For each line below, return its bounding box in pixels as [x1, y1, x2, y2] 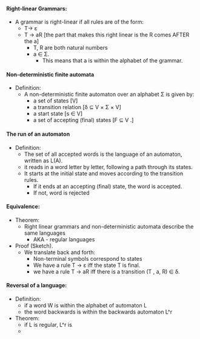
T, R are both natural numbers [33, 44, 108, 52]
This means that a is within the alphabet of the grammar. [42, 57, 183, 64]
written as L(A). [24, 156, 63, 164]
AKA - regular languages [33, 235, 95, 243]
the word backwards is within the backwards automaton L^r [24, 308, 173, 315]
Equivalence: [6, 203, 41, 210]
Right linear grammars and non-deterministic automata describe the [24, 223, 194, 230]
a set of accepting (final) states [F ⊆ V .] [33, 116, 134, 124]
